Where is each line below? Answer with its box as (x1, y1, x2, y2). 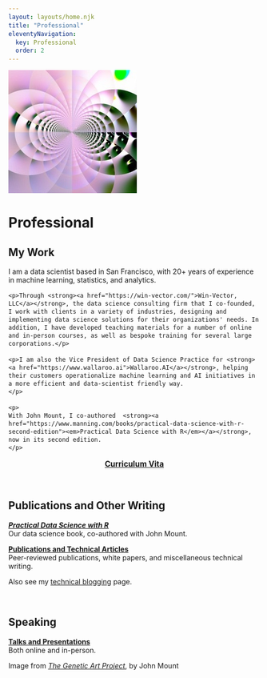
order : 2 (15, 46, 45, 55)
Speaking (8, 616, 58, 629)
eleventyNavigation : (8, 30, 78, 38)
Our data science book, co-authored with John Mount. (8, 528, 188, 538)
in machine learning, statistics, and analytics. (8, 275, 157, 285)
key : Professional (15, 38, 78, 46)
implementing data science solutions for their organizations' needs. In (8, 316, 260, 324)
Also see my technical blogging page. (8, 576, 133, 586)
